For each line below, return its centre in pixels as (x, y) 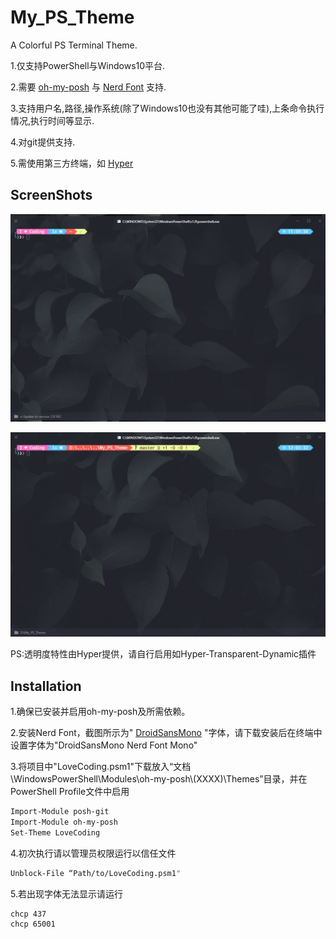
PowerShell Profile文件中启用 (70, 792)
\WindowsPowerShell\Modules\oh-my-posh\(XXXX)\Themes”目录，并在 (159, 779)
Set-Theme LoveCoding (55, 832)
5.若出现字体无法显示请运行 (66, 893)
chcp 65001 (33, 924)
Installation (46, 686)
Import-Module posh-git (60, 812)
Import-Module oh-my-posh (64, 822)
